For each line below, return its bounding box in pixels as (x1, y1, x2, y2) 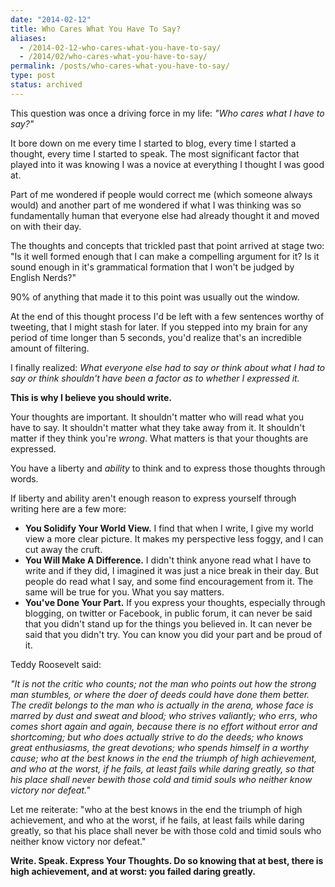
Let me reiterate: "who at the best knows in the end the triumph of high (10, 803, 303, 815)
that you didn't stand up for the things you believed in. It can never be (24, 617, 313, 630)
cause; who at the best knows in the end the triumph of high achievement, (10, 752, 317, 764)
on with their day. (10, 220, 82, 232)
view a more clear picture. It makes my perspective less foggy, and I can (24, 532, 324, 545)
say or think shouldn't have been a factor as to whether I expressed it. (10, 372, 300, 384)
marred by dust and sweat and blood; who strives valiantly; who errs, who (10, 709, 318, 721)
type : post (10, 71, 56, 81)
